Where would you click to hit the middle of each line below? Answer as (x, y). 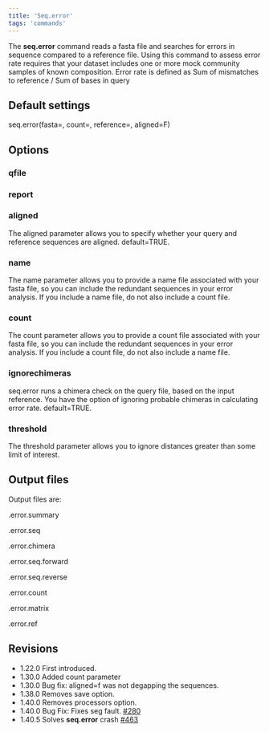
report (21, 194)
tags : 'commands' (37, 23)
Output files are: (35, 499)
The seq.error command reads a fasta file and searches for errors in (122, 46)
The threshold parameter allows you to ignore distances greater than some (132, 446)
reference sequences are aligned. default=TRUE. (89, 242)
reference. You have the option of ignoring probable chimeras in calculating (133, 399)
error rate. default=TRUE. (50, 408)
